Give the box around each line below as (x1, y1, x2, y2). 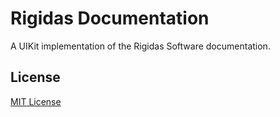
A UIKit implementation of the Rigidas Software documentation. (10, 40, 271, 52)
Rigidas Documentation (10, 7, 210, 30)
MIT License (10, 95, 62, 107)
